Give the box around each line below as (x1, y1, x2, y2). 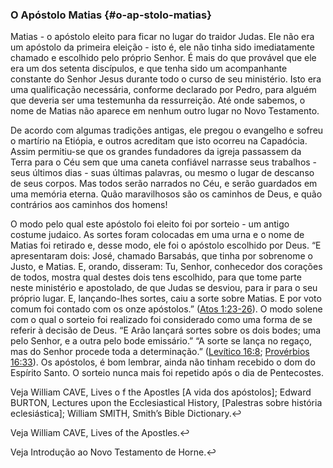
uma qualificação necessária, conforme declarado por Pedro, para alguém (10, 84, 317, 96)
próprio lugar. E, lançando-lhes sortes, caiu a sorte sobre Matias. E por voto (10, 293, 322, 305)
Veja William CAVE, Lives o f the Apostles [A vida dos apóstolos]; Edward (10, 386, 312, 398)
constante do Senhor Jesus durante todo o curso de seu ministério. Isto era (10, 73, 322, 85)
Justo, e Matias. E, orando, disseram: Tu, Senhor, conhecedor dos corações (10, 261, 323, 273)
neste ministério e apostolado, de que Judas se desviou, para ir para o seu (10, 282, 318, 294)
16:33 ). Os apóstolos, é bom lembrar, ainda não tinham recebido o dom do (10, 356, 316, 368)
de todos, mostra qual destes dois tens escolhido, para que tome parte (10, 271, 302, 283)
